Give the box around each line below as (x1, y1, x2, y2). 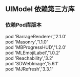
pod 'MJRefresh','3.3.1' (5, 66, 53, 72)
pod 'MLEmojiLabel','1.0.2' (5, 49, 61, 56)
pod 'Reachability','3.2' (5, 55, 54, 61)
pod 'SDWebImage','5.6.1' (5, 60, 59, 66)
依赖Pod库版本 (5, 21, 42, 29)
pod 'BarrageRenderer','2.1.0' (5, 33, 67, 39)
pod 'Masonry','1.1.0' (5, 39, 48, 45)
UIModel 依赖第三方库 (5, 5, 75, 14)
